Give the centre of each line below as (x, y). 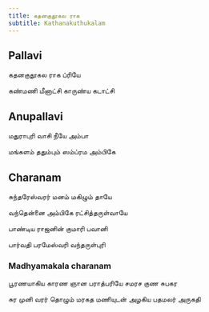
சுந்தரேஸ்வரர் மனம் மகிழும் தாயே (60, 196)
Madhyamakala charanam (60, 266)
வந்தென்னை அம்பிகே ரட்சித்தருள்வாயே (68, 212)
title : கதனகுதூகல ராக (44, 16)
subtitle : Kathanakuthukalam (57, 23)
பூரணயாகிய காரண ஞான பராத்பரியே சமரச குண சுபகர (93, 283)
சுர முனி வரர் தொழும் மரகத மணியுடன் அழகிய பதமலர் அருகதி (105, 299)
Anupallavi (36, 116)
